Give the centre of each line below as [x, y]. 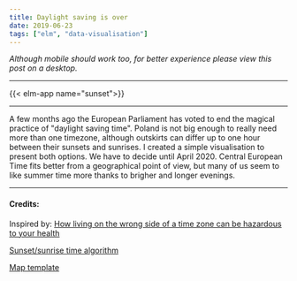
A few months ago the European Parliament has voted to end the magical [142, 119]
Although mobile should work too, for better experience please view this [141, 59]
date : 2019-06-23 [41, 26]
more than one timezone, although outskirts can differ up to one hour [135, 138]
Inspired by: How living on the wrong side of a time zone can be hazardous [145, 224]
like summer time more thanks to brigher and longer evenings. [122, 175]
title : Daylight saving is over [69, 17]
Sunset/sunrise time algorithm [64, 250]
